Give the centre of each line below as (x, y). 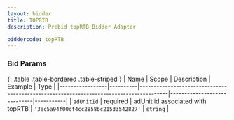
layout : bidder (29, 14)
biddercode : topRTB (36, 39)
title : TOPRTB (28, 20)
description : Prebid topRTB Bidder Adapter (72, 27)
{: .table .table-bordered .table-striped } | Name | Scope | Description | (109, 79)
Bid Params (27, 63)
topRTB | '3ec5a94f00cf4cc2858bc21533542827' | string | (88, 108)
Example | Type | (32, 86)
